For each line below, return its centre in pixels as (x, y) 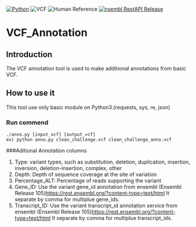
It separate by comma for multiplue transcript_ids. (112, 218)
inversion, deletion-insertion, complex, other (68, 168)
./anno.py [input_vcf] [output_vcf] (51, 135)
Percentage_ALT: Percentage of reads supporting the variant (88, 181)
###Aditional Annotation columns (46, 151)
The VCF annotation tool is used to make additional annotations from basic (96, 68)
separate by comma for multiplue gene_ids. (67, 199)
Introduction (29, 54)
